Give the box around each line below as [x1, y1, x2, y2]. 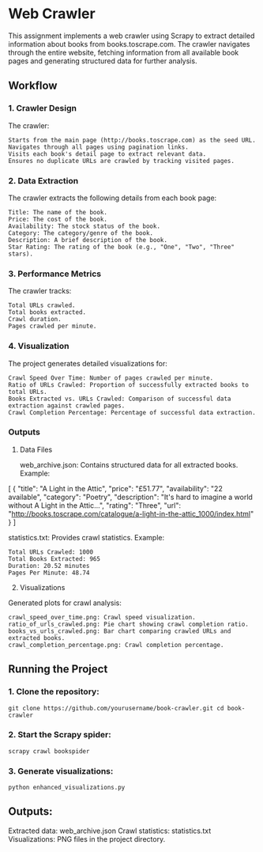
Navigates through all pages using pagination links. [8, 143, 190, 151]
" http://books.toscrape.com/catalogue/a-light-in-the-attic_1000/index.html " [8, 509, 254, 518]
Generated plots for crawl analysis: [8, 598, 122, 608]
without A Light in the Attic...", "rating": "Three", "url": [8, 500, 182, 510]
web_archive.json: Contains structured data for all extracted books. [19, 460, 239, 469]
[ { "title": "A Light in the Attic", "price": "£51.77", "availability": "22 [8, 483, 223, 493]
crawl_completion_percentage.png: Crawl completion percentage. [8, 641, 224, 649]
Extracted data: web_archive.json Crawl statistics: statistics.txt [8, 826, 212, 835]
